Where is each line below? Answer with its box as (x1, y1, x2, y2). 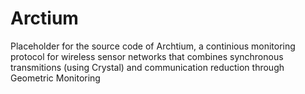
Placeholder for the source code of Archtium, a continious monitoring (10, 40, 296, 52)
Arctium (10, 7, 79, 30)
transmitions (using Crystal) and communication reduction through (10, 61, 285, 73)
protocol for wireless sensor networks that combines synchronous (10, 50, 284, 62)
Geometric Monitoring (10, 72, 101, 84)
